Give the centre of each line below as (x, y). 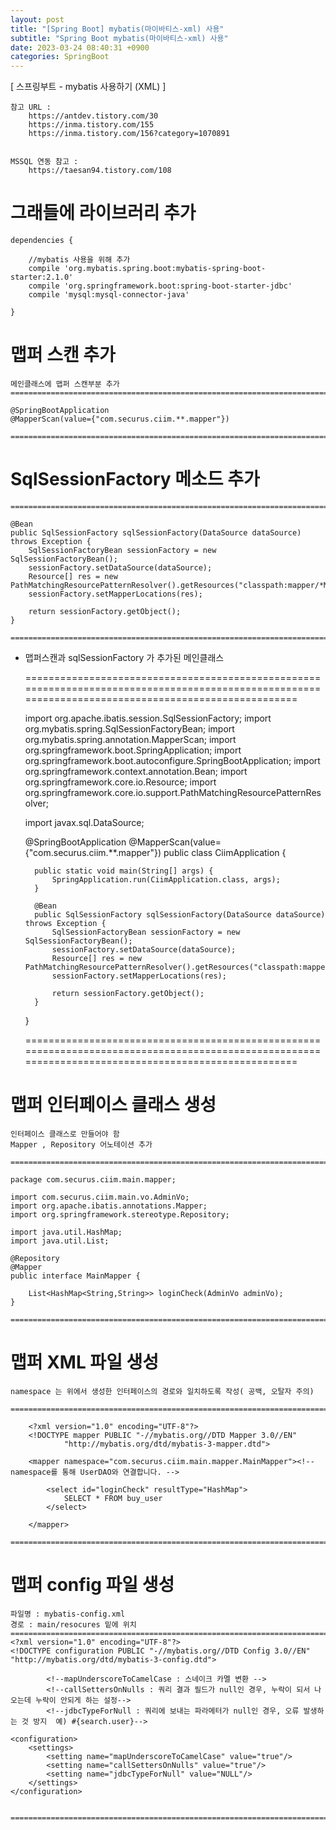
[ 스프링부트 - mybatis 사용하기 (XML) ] (88, 87)
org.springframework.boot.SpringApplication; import (133, 750)
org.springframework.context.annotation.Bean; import (136, 771)
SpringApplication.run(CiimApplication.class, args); (166, 879)
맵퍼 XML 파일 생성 (85, 1362)
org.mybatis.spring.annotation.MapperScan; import (130, 739)
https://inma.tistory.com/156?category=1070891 (129, 134)
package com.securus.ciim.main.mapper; (93, 1179)
